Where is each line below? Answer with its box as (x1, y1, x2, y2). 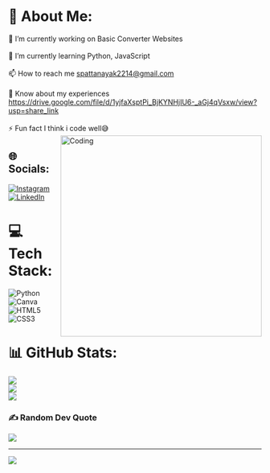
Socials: (8, 162, 50, 176)
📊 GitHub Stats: (8, 343, 118, 361)
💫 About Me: (8, 7, 93, 26)
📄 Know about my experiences (8, 88, 110, 98)
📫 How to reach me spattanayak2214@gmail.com (8, 68, 174, 78)
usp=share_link (8, 105, 59, 115)
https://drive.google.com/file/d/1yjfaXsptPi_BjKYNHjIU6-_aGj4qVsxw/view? (8, 97, 257, 107)
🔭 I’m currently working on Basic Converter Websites (8, 34, 183, 43)
